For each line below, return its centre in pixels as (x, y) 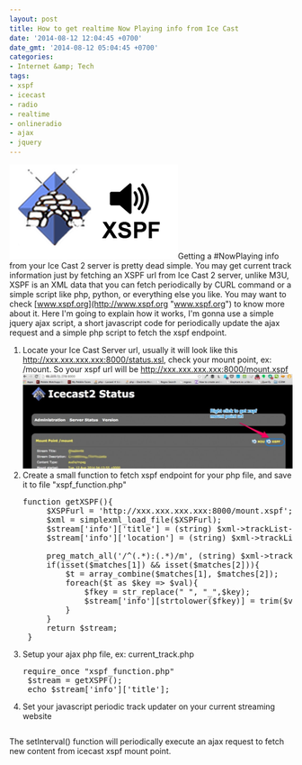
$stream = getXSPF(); (75, 681)
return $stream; (82, 628)
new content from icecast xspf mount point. (90, 751)
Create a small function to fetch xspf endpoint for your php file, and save (157, 475)
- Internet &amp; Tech (52, 67)
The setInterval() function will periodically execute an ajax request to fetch (147, 742)
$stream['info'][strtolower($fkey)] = (169, 601)
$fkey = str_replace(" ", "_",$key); (167, 592)
